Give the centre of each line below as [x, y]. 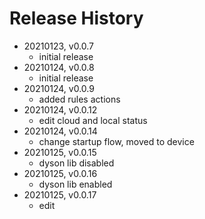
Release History [76, 18]
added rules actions [79, 99]
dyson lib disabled [76, 163]
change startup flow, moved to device [116, 141]
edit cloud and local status [93, 120]
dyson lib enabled [75, 184]
